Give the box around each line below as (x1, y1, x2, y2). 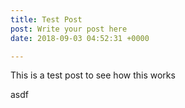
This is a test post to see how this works (10, 69, 176, 81)
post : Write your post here (10, 24, 128, 34)
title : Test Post (10, 14, 83, 25)
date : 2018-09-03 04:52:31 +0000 (10, 33, 150, 43)
